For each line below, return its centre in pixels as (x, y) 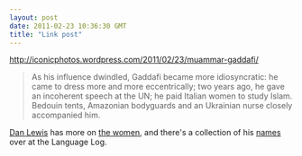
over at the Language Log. (58, 142)
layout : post (34, 17)
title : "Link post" (46, 34)
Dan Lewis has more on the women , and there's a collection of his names (145, 133)
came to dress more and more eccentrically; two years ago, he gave (158, 87)
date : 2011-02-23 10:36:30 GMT (68, 26)
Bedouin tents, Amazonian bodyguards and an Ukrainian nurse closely (162, 106)
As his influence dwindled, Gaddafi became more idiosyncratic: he (155, 77)
